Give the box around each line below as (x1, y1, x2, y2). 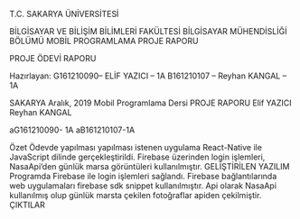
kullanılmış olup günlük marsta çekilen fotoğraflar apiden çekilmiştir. (9, 190, 262, 200)
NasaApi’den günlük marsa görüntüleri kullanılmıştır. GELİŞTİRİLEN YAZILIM (9, 161, 290, 171)
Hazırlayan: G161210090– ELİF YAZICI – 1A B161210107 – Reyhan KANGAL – (9, 70, 287, 81)
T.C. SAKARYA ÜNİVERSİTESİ (9, 9, 119, 19)
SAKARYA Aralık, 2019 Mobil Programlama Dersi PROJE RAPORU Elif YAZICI (9, 97, 292, 108)
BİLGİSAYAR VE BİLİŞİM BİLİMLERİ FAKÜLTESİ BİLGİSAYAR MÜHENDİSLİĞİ (9, 26, 287, 36)
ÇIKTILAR (9, 199, 45, 210)
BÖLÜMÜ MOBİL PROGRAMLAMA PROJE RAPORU (9, 36, 199, 46)
